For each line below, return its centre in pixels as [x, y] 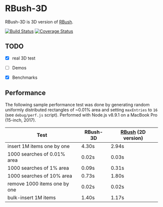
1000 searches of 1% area [38, 168]
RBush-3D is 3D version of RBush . [39, 22]
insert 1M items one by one [39, 146]
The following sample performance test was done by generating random [77, 104]
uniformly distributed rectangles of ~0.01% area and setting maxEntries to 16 [81, 110]
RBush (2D [133, 132]
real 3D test [24, 58]
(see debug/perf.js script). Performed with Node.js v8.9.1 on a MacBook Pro [81, 115]
